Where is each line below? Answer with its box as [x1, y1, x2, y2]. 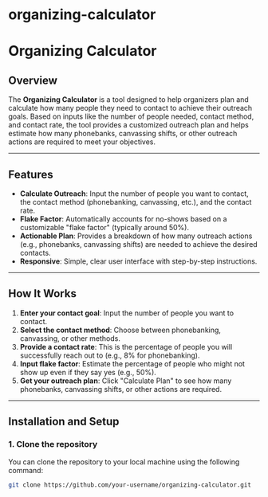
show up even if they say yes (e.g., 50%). [19, 367, 157, 377]
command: [8, 465, 44, 475]
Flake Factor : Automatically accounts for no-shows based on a [19, 214, 227, 224]
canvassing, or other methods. [19, 333, 121, 343]
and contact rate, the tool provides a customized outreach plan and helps [8, 120, 249, 130]
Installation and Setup [8, 415, 120, 429]
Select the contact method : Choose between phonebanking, [19, 325, 222, 335]
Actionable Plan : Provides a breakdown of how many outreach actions [19, 231, 253, 241]
